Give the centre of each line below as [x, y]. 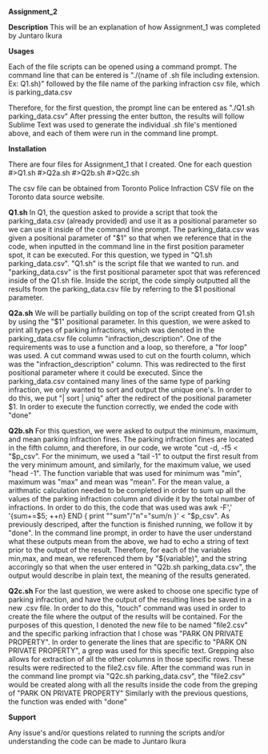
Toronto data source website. [57, 197]
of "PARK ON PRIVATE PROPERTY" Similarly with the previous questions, [128, 693]
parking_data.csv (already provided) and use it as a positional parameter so [133, 221]
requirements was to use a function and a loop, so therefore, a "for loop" [128, 347]
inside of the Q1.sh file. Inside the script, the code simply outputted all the [129, 280]
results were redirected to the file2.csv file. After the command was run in [130, 667]
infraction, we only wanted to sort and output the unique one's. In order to [130, 389]
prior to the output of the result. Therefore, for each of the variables [120, 550]
